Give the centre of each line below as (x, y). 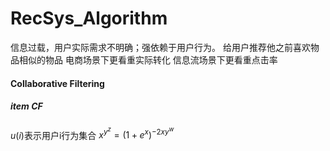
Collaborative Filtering (57, 83)
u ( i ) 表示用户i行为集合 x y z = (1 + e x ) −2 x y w (92, 133)
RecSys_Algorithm (89, 18)
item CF (26, 106)
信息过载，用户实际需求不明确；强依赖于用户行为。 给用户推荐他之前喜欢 (160, 47)
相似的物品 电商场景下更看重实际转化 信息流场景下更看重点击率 (148, 59)
